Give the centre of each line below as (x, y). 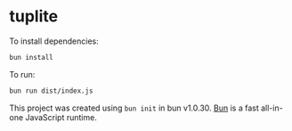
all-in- (272, 108)
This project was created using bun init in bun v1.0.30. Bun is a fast (134, 108)
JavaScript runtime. (61, 117)
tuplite (34, 16)
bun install (31, 57)
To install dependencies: (54, 41)
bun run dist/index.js (51, 91)
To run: (22, 74)
